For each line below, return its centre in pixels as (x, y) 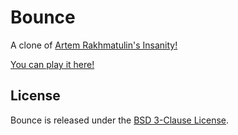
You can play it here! (52, 64)
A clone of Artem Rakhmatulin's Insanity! (94, 45)
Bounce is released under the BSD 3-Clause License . (120, 120)
